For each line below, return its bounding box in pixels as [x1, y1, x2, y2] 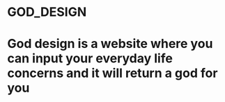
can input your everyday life [7, 51, 173, 67]
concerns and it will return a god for [7, 65, 218, 81]
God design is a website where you [7, 36, 213, 52]
